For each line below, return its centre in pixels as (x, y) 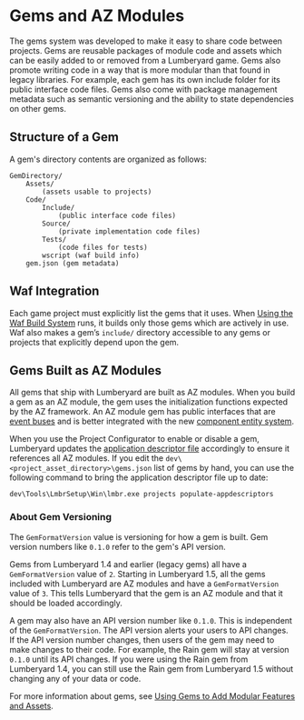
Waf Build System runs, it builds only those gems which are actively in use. (149, 323)
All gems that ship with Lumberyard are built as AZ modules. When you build (152, 393)
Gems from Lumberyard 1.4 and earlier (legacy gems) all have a (128, 564)
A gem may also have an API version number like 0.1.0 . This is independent (151, 620)
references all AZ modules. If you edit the (87, 458)
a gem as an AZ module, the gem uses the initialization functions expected (149, 402)
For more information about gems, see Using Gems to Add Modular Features (152, 695)
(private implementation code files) (129, 231)
